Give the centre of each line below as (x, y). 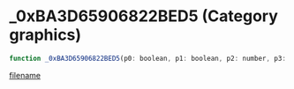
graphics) (45, 35)
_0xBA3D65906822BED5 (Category (143, 16)
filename (25, 75)
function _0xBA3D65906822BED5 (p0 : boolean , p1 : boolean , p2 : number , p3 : (148, 58)
